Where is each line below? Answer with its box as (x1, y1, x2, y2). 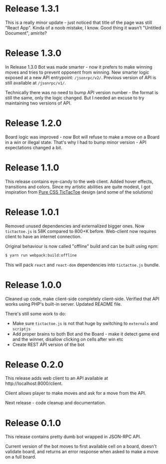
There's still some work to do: (5, 311, 66, 317)
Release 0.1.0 (5, 417, 61, 429)
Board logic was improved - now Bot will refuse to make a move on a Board (5, 134, 160, 140)
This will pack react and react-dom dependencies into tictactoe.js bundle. (5, 262, 160, 268)
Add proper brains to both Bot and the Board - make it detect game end (12, 331, 160, 337)
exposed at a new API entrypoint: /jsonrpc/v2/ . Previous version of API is (5, 74, 157, 80)
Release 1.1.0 (5, 162, 59, 173)
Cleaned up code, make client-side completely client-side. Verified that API (5, 296, 160, 302)
